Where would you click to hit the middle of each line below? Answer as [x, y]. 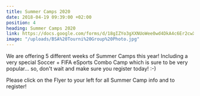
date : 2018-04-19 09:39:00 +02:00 [49, 17]
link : [13, 34]
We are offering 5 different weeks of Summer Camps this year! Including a [97, 56]
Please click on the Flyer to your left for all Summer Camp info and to [90, 80]
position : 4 [21, 23]
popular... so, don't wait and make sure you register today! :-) [81, 68]
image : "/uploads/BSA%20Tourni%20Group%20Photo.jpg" [73, 39]
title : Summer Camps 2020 [38, 12]
